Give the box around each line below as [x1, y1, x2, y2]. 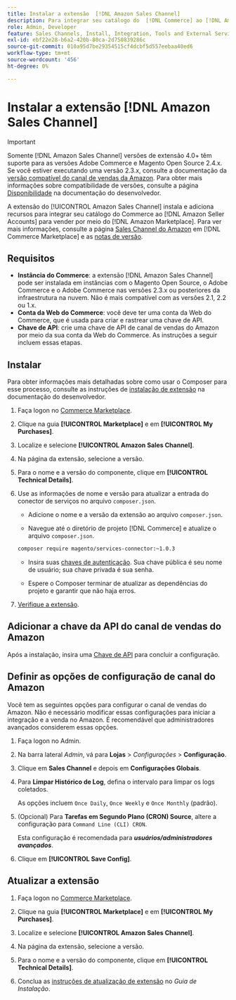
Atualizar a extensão [7, 875, 100, 887]
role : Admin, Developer [7, 23, 77, 30]
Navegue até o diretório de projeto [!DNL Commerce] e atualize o [27, 524, 216, 532]
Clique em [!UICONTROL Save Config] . [17, 854, 132, 863]
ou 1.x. [17, 301, 37, 310]
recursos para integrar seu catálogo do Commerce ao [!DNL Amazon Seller [7, 209, 225, 218]
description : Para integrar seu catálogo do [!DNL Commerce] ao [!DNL [7, 17, 221, 24]
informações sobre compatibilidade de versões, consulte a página [7, 181, 199, 189]
